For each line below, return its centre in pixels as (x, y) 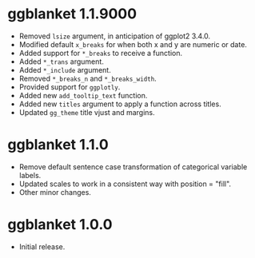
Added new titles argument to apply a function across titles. (120, 104)
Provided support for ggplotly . (70, 87)
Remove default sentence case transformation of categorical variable (133, 167)
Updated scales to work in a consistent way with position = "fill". (125, 184)
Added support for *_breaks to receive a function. (101, 53)
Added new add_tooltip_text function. (83, 95)
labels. (30, 175)
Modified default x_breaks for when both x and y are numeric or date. (133, 44)
